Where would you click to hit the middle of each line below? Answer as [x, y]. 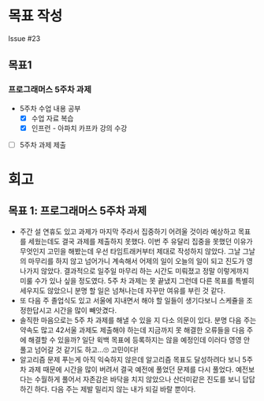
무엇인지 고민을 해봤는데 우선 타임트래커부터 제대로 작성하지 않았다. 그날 [130, 251]
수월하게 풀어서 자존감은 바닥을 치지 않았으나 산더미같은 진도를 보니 [138, 379]
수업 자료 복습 [52, 118]
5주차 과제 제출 [43, 145]
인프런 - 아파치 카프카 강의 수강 [79, 128]
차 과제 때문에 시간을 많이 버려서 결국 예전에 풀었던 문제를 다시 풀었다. [126, 369]
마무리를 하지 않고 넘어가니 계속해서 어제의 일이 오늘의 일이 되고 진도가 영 [141, 261]
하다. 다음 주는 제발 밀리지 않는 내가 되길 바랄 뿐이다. [115, 389]
